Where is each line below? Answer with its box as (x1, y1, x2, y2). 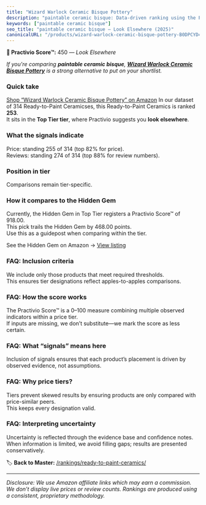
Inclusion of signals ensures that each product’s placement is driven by (6, 355, 186, 363)
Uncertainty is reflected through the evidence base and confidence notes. (6, 433, 194, 441)
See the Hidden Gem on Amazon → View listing (6, 242, 126, 249)
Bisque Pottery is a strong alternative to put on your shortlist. (6, 67, 162, 74)
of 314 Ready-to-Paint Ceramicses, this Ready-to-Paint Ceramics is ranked (6, 102, 196, 110)
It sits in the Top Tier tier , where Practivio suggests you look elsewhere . (6, 116, 189, 123)
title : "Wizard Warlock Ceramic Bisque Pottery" (6, 9, 133, 15)
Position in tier (6, 167, 50, 175)
